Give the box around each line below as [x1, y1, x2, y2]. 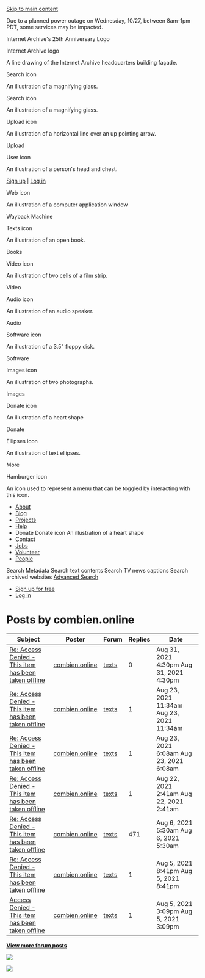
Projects [15, 516, 37, 523]
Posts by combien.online [6, 613, 135, 627]
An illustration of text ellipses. [6, 449, 81, 457]
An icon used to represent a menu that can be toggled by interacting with [6, 485, 190, 492]
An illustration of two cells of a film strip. [6, 272, 108, 279]
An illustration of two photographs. [6, 379, 93, 385]
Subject [16, 635, 40, 643]
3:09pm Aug [156, 907, 193, 915]
